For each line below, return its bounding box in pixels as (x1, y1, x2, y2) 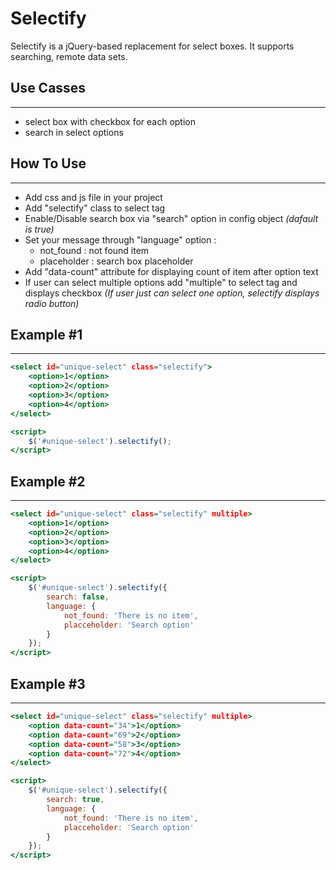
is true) (24, 223, 55, 235)
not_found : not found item (39, 244, 150, 256)
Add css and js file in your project (24, 191, 163, 203)
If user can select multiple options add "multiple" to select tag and (24, 276, 298, 288)
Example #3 (10, 675, 86, 692)
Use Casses (10, 80, 87, 97)
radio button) (24, 297, 80, 309)
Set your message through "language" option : (24, 233, 217, 246)
